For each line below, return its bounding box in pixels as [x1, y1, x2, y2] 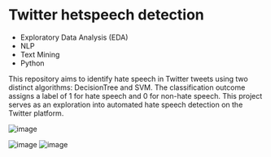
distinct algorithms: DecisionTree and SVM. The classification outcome [8, 83, 246, 92]
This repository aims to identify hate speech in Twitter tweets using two [8, 74, 248, 83]
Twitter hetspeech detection [8, 6, 205, 24]
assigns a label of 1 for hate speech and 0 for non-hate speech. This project [8, 91, 263, 100]
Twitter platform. [8, 108, 64, 118]
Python [20, 58, 45, 68]
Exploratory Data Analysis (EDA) [20, 32, 129, 42]
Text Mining [20, 49, 60, 59]
